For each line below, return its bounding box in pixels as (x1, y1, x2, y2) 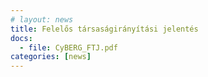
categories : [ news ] (10, 52, 92, 62)
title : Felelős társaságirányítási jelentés (10, 24, 199, 34)
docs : (10, 33, 33, 43)
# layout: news (10, 14, 74, 25)
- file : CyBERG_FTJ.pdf (19, 42, 118, 53)
